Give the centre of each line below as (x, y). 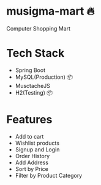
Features (29, 120)
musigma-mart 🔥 (50, 11)
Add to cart (29, 136)
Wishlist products (37, 143)
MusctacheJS (33, 85)
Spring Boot (30, 70)
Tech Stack (36, 53)
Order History (32, 156)
